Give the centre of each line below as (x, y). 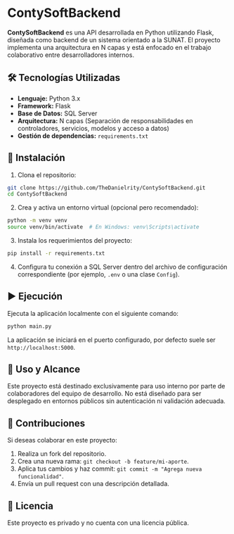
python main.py (30, 326)
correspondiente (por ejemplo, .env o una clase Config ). (99, 274)
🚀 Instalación (36, 158)
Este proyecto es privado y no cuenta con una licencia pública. (98, 523)
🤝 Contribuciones (46, 423)
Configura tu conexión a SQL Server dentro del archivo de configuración (122, 267)
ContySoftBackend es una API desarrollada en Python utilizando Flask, (111, 32)
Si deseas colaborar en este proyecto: (62, 440)
